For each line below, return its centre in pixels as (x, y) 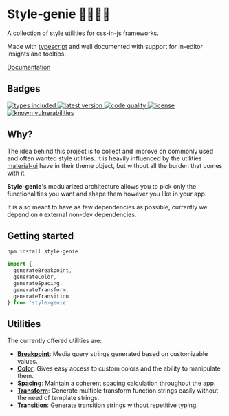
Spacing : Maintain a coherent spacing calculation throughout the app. (116, 383)
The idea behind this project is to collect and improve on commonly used (110, 151)
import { (20, 264)
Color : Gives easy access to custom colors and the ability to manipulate (119, 368)
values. (27, 362)
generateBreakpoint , (43, 271)
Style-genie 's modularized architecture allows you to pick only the (102, 186)
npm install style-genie (43, 252)
